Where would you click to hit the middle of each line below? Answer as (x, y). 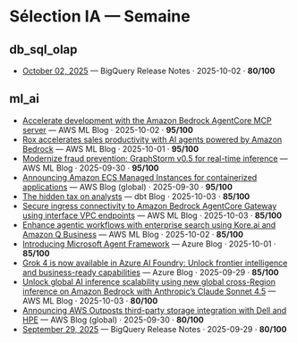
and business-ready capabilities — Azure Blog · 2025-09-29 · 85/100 (150, 272)
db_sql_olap (43, 50)
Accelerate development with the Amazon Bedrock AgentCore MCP (147, 120)
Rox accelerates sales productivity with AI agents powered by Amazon (152, 139)
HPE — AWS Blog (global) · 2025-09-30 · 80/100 (113, 320)
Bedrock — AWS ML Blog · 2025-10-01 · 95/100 (110, 148)
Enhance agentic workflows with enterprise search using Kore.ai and (149, 224)
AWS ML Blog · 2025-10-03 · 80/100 (90, 300)
